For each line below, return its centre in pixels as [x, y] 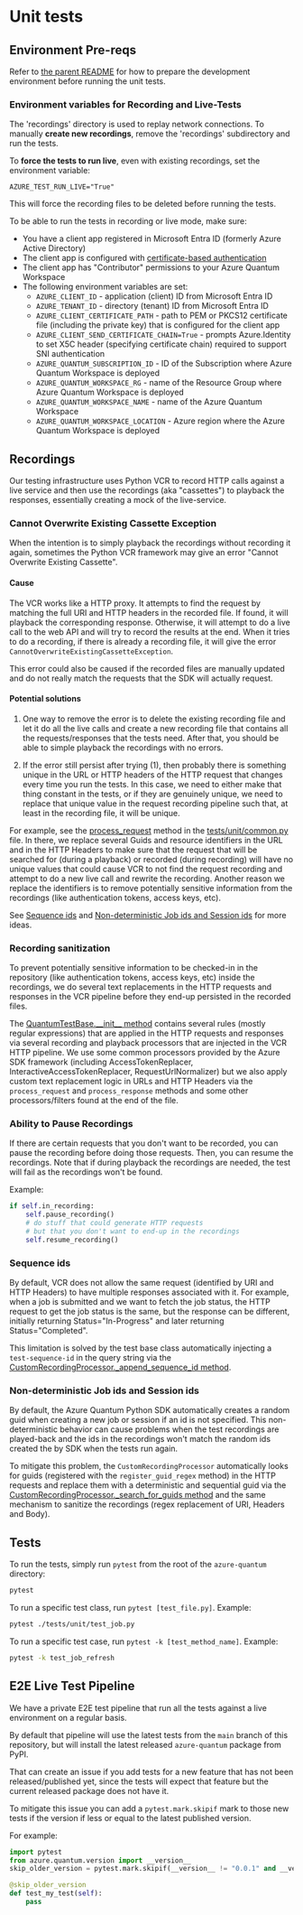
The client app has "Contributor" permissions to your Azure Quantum [151, 267]
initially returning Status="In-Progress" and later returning [117, 1321]
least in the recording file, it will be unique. [101, 813]
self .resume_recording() [72, 1240]
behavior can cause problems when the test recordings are [170, 1429]
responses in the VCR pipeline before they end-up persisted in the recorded [150, 997]
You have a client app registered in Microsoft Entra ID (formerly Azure [151, 239]
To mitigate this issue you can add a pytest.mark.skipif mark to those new [149, 1808]
